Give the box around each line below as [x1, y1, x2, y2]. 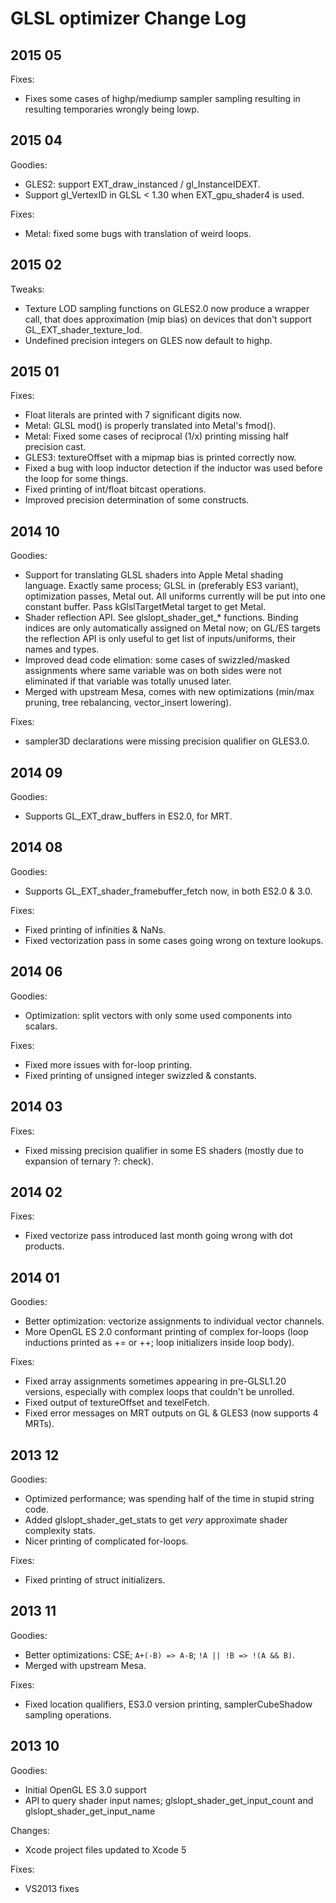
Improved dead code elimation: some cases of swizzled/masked [24, 654, 290, 666]
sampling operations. [24, 1708, 112, 1721]
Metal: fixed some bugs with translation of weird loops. [24, 227, 252, 239]
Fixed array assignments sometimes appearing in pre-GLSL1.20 [24, 1375, 287, 1387]
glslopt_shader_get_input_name [24, 1805, 156, 1817]
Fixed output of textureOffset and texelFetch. [24, 1397, 210, 1409]
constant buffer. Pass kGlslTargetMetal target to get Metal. [24, 601, 267, 613]
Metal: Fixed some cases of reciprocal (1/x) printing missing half [24, 430, 289, 442]
